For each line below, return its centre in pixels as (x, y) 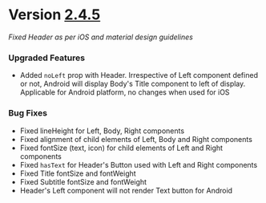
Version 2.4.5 (54, 15)
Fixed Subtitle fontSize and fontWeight (83, 181)
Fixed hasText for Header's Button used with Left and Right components (139, 164)
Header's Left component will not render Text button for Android (126, 190)
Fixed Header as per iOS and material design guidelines (101, 37)
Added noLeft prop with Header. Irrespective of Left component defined (139, 75)
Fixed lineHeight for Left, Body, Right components (102, 131)
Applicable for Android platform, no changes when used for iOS (125, 92)
